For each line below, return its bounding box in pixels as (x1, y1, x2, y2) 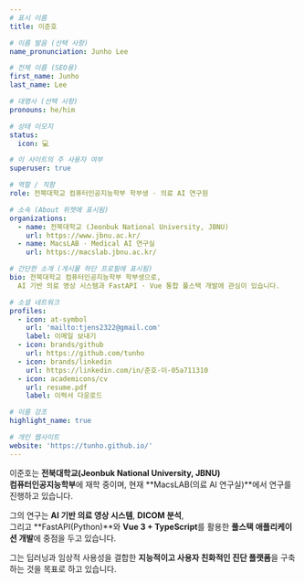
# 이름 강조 (9, 408, 47, 417)
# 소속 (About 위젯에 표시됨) (9, 205, 110, 215)
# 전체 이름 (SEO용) (9, 63, 79, 73)
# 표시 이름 (9, 13, 47, 23)
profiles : (9, 306, 47, 315)
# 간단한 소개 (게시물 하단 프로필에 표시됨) (9, 264, 153, 274)
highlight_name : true (9, 417, 92, 426)
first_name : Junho (9, 72, 79, 81)
